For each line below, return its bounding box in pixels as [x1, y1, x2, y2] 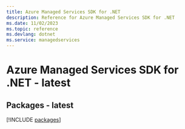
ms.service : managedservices [6, 37, 80, 43]
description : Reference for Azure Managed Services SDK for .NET [6, 15, 175, 21]
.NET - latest [6, 76, 71, 90]
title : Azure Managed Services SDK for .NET [6, 8, 121, 15]
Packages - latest [6, 100, 74, 110]
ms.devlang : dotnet [6, 31, 56, 38]
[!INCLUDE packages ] [6, 116, 61, 123]
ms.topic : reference [6, 25, 59, 32]
